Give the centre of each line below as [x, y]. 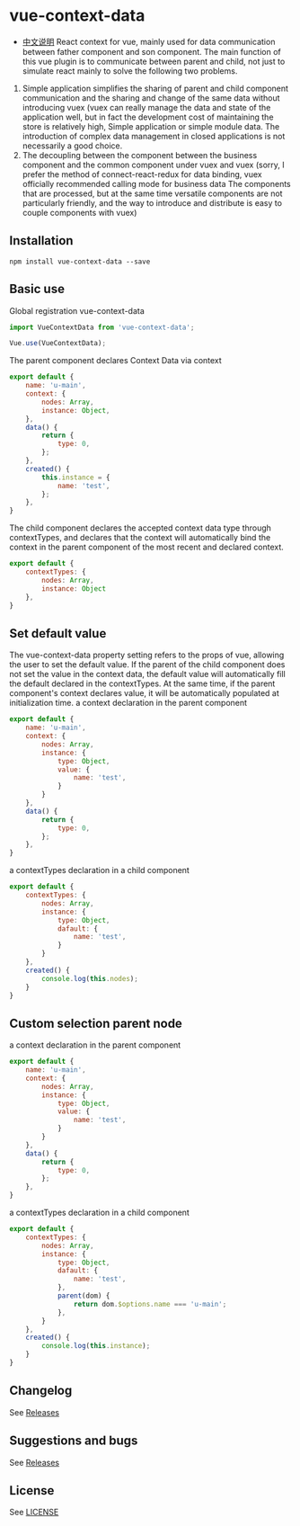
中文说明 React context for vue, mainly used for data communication [149, 41]
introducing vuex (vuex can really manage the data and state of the [146, 107]
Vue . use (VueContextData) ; [57, 344]
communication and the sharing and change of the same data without [151, 98]
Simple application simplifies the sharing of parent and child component [155, 88]
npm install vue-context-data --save [80, 262]
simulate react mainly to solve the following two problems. [130, 71]
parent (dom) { [84, 1296]
